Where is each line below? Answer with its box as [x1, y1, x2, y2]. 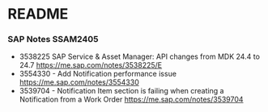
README [7, 5, 69, 23]
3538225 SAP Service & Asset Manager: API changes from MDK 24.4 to [19, 52, 261, 61]
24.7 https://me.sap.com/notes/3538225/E [19, 60, 163, 70]
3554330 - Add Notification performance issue [19, 69, 177, 79]
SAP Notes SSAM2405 [7, 34, 99, 45]
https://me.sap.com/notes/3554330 [19, 77, 139, 87]
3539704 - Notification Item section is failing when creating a [19, 86, 224, 96]
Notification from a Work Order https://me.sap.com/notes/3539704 [19, 94, 244, 105]
